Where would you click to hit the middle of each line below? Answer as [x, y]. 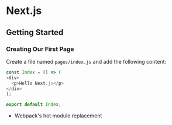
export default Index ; [34, 105]
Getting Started [35, 32]
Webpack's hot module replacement [58, 116]
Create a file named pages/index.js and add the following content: [86, 61]
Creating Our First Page [40, 49]
